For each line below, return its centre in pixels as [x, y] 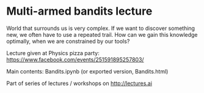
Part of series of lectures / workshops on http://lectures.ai [79, 83]
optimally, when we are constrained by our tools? [68, 41]
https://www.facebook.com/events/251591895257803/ [75, 59]
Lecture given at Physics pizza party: [53, 53]
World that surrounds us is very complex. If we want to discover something [101, 28]
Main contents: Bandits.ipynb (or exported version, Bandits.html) [87, 71]
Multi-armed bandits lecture [79, 11]
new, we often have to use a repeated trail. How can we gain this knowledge [102, 34]
